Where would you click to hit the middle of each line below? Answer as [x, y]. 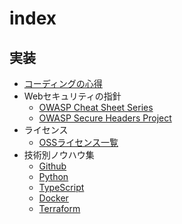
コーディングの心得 [63, 83]
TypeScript [61, 187]
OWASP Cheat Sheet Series [96, 107]
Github [52, 166]
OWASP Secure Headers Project [105, 118]
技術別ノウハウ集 [59, 155]
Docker [53, 198]
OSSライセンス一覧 [78, 142]
